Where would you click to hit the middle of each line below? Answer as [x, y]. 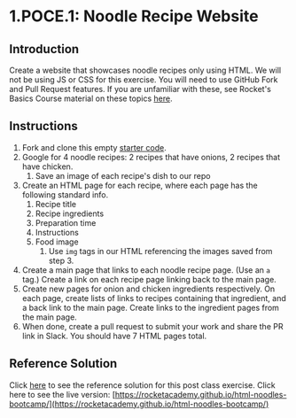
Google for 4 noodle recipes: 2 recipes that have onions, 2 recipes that [151, 157]
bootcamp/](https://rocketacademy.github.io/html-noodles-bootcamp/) [139, 404]
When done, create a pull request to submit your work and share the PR [152, 326]
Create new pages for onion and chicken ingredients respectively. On [148, 289]
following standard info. [65, 194]
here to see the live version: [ [62, 394]
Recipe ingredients [70, 213]
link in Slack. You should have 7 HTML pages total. [114, 336]
